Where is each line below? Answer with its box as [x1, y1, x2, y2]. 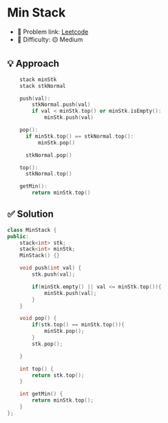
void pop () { [19, 315, 57, 322]
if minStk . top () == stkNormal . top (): [25, 133, 134, 140]
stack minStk [19, 76, 57, 83]
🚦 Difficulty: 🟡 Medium [17, 35, 83, 43]
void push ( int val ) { [19, 265, 81, 272]
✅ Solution [7, 208, 54, 220]
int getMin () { [19, 391, 63, 398]
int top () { [19, 365, 54, 372]
